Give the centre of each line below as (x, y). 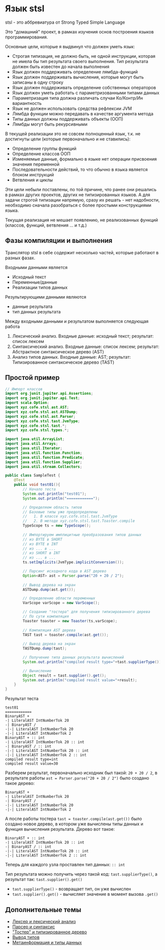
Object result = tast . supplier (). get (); (65, 676)
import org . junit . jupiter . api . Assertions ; (49, 394)
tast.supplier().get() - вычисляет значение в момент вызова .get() (85, 894)
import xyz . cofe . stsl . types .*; (37, 430)
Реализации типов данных (40, 287)
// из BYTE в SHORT (43, 539)
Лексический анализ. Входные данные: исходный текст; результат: (83, 336)
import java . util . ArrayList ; (35, 439)
